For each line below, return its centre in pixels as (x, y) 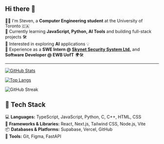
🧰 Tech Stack (25, 105)
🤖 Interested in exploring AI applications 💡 (47, 44)
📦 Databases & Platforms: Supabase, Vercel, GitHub (59, 129)
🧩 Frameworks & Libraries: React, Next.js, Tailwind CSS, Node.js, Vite (75, 124)
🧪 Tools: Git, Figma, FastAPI (33, 136)
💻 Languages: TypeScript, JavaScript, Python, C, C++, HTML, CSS (73, 117)
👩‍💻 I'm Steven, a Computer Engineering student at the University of (74, 20)
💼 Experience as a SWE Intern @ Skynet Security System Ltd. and (72, 49)
